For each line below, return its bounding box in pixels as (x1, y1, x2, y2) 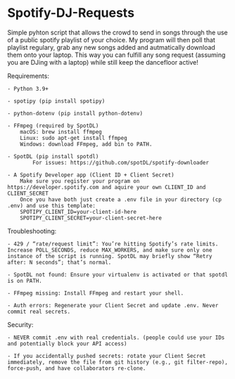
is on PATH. (7, 277, 42, 284)
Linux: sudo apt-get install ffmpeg (20, 134, 128, 141)
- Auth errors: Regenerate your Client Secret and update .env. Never (7, 302, 219, 309)
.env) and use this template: (7, 202, 96, 209)
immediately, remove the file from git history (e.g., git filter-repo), (7, 359, 229, 366)
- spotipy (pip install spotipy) (7, 97, 106, 105)
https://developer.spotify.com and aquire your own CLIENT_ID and (7, 184, 206, 191)
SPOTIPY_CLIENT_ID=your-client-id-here (20, 208, 137, 215)
